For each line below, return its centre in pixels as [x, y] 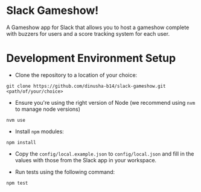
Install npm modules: [40, 131]
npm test [17, 183]
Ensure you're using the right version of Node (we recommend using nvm [105, 102]
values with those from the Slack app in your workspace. [86, 160]
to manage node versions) [47, 109]
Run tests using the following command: [65, 172]
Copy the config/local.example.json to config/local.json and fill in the [104, 154]
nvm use [16, 120]
